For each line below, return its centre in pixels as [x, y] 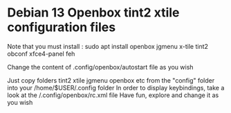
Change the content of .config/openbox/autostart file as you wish [100, 67]
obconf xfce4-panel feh [41, 54]
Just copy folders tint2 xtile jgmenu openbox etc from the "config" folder [111, 80]
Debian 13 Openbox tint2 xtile [93, 13]
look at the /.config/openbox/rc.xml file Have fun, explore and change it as [113, 95]
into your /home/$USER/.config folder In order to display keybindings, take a [116, 88]
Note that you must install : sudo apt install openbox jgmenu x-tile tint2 [108, 46]
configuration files [62, 27]
